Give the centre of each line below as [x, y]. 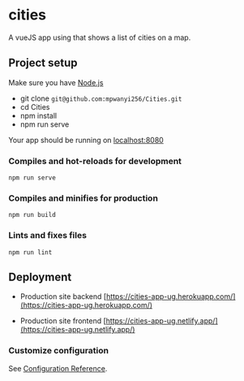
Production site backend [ [63, 297]
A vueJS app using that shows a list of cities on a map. [100, 37]
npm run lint [30, 252]
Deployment [40, 277]
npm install [39, 115]
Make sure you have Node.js [56, 82]
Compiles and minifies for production [83, 198]
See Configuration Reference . [58, 368]
